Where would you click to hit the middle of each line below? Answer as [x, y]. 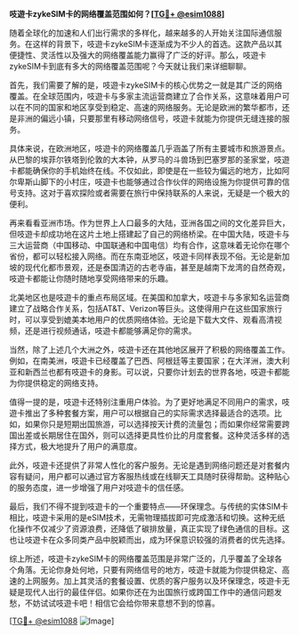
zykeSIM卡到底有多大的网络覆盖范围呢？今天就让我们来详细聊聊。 [130, 66]
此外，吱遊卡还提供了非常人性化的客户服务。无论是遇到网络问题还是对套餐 [145, 465]
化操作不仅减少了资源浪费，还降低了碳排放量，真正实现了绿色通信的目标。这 [149, 529]
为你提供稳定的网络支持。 [56, 383]
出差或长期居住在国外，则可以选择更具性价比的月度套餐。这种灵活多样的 [149, 435]
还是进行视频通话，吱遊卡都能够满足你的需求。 [110, 331]
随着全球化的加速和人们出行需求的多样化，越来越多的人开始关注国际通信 [141, 33]
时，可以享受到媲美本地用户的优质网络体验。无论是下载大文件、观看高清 [141, 320]
